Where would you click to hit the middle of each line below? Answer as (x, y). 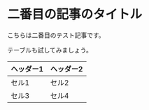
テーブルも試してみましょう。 (50, 50)
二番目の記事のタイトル (75, 14)
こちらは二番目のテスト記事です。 (56, 35)
